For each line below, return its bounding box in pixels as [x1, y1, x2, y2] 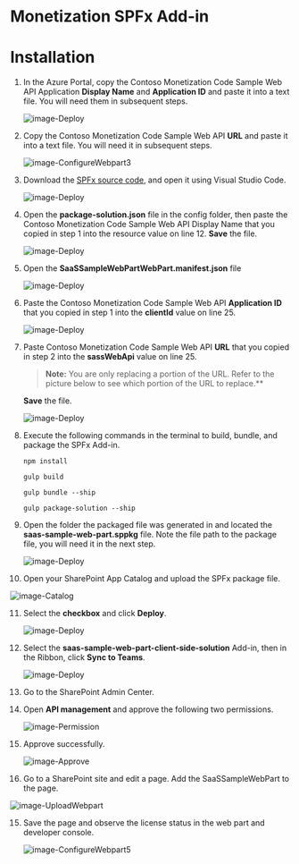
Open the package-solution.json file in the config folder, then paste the [22, 209, 288, 220]
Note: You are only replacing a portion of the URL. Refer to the [45, 368, 275, 379]
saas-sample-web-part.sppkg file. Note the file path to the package [22, 529, 278, 540]
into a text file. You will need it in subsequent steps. [22, 140, 212, 151]
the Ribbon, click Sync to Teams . [22, 652, 145, 663]
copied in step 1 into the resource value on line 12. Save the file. [22, 228, 258, 239]
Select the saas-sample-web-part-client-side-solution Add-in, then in [22, 642, 287, 654]
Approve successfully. [22, 739, 105, 750]
